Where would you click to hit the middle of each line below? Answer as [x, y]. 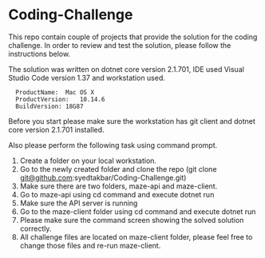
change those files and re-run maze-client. [90, 245]
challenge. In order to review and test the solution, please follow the [120, 45]
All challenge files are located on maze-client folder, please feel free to [136, 236]
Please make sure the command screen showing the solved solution [132, 220]
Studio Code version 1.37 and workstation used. [87, 77]
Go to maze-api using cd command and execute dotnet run [117, 194]
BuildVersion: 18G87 [49, 106]
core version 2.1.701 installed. [57, 129]
